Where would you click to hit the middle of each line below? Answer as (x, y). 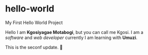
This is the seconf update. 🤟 (34, 47)
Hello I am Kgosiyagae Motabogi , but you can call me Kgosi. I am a (74, 32)
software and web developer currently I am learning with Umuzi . (71, 37)
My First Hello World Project (34, 22)
